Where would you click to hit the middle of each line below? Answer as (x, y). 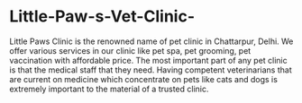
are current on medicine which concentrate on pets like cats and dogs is (143, 79)
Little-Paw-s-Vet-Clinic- (102, 17)
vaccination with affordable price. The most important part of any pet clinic (149, 60)
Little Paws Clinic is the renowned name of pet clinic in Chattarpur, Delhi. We (151, 41)
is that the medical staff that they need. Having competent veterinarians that (151, 70)
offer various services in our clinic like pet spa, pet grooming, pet (130, 50)
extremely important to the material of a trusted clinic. (109, 89)
